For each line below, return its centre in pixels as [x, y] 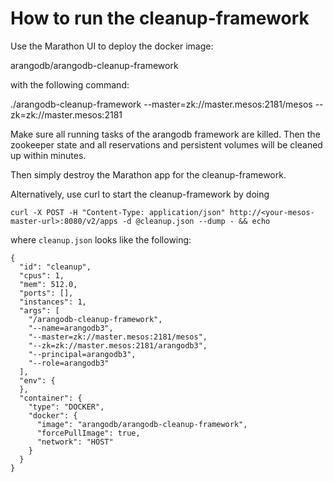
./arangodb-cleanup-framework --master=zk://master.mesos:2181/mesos [161, 104]
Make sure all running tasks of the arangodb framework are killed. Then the [165, 134]
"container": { [51, 398]
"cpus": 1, [42, 275]
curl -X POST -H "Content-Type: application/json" [118, 212]
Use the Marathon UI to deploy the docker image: [112, 46]
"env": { [37, 380]
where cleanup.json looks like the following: [101, 239]
